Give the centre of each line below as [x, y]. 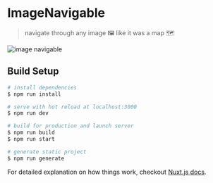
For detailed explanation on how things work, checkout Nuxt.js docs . [107, 172]
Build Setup [33, 71]
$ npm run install [34, 94]
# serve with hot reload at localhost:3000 [72, 107]
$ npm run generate [36, 158]
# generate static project [47, 152]
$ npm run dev [28, 113]
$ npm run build [31, 133]
